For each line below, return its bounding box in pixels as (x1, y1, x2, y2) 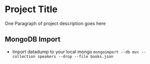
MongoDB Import (5, 35, 61, 44)
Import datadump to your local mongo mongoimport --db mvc (12, 48, 139, 54)
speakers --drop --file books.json (37, 54, 114, 59)
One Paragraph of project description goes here (5, 20, 106, 26)
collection (12, 54, 36, 59)
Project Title (5, 4, 58, 15)
